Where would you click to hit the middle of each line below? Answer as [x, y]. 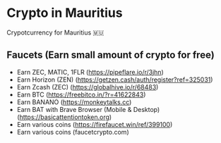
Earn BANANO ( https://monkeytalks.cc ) [74, 102]
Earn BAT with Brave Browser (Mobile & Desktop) [88, 109]
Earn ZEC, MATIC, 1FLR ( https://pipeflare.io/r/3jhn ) [90, 72]
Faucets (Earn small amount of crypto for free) [110, 55]
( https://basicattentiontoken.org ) [64, 117]
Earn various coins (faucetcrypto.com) [73, 132]
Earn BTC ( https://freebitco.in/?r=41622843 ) [81, 94]
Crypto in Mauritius [65, 13]
